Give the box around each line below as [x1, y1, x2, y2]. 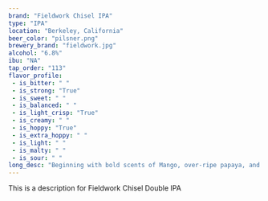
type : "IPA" [8, 19, 48, 27]
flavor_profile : [8, 72, 63, 80]
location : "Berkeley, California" [8, 27, 124, 35]
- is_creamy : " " [11, 117, 70, 125]
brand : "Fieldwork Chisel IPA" [8, 11, 113, 20]
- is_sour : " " [11, 154, 63, 162]
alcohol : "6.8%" [8, 49, 63, 57]
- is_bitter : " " [11, 79, 70, 87]
